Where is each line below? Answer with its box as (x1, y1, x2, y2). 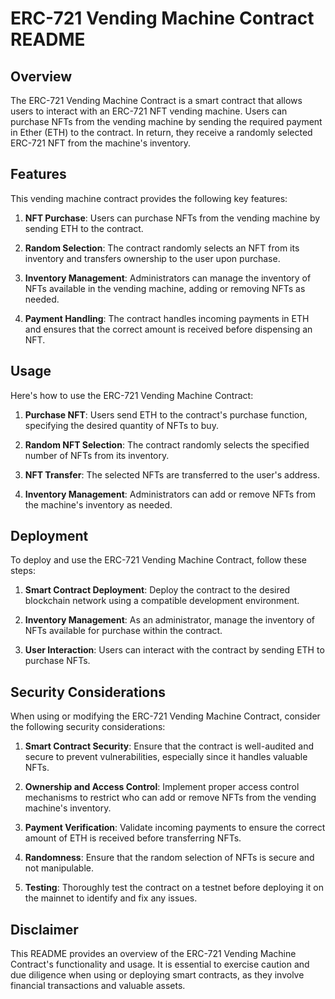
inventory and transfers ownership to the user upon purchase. (24, 252, 281, 264)
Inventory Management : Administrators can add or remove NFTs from (24, 488, 316, 500)
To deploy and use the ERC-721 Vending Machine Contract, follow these (10, 554, 308, 566)
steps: (10, 565, 36, 577)
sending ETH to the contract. (24, 222, 144, 234)
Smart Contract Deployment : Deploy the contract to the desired (24, 584, 291, 596)
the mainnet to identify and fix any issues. (24, 892, 198, 904)
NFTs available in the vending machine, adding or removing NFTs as (24, 282, 306, 294)
